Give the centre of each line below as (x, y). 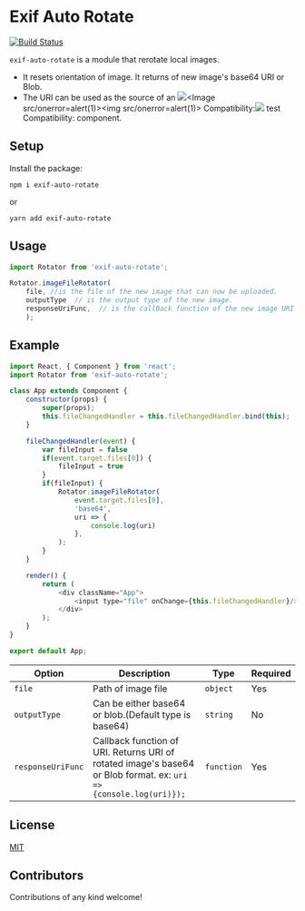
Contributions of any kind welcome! (76, 897)
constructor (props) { (66, 400)
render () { (46, 575)
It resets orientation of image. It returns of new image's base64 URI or (153, 77)
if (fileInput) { (73, 484)
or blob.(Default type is (142, 714)
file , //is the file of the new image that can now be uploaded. (152, 292)
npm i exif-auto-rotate (54, 185)
